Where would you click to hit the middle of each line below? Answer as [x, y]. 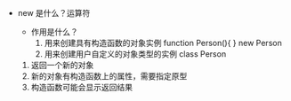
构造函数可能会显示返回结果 [82, 87]
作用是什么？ [54, 32]
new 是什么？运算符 [54, 13]
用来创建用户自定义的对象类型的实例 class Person [135, 54]
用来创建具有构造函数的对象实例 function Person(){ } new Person [163, 43]
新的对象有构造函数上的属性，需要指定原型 [109, 76]
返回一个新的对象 [62, 65]
